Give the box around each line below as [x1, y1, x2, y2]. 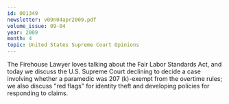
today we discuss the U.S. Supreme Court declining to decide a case [7, 67, 201, 75]
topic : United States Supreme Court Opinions [7, 41, 139, 48]
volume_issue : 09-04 [7, 22, 67, 29]
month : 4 [7, 35, 32, 42]
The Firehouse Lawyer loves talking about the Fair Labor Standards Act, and [7, 60, 222, 68]
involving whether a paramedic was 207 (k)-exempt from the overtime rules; [7, 75, 223, 82]
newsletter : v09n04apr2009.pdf [7, 16, 97, 23]
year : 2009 [7, 29, 38, 36]
